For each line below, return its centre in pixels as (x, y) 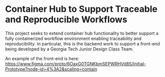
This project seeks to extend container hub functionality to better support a (82, 33)
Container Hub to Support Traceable (81, 9)
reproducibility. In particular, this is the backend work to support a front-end (82, 43)
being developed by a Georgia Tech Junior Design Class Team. (69, 49)
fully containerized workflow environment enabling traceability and (73, 38)
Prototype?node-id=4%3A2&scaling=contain (51, 69)
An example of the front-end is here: (42, 58)
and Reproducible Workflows (66, 19)
